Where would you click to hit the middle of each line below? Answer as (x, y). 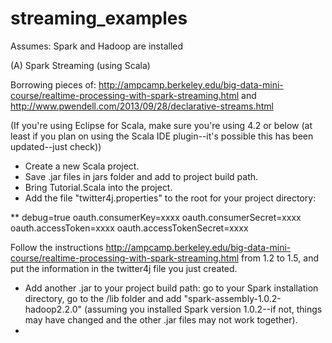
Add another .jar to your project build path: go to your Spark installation (171, 288)
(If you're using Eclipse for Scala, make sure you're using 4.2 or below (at (161, 125)
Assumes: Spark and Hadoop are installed (97, 46)
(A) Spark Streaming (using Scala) (80, 65)
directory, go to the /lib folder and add (103, 298)
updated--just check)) (56, 146)
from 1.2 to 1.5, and (280, 258)
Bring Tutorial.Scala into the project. (98, 187)
